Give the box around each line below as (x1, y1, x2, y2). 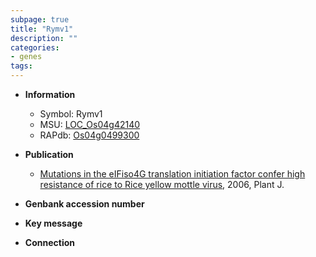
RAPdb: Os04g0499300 (39, 129, 140, 141)
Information (24, 89, 76, 100)
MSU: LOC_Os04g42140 (39, 119, 141, 130)
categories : (10, 42, 60, 53)
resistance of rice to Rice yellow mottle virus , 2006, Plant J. (39, 179, 285, 190)
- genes (10, 52, 43, 62)
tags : (10, 61, 33, 71)
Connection (24, 237, 75, 248)
